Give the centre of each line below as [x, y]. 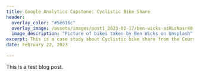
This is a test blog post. [35, 66]
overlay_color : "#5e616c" [44, 23]
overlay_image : [30, 28]
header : [16, 17]
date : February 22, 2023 [37, 45]
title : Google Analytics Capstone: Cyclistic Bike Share [78, 12]
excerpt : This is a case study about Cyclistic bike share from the [93, 39]
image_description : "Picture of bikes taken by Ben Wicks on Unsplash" [102, 34]
